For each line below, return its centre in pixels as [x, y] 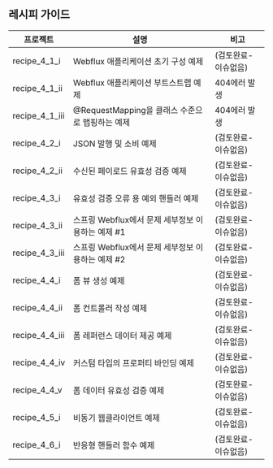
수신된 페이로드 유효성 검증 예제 [130, 171]
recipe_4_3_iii [39, 253]
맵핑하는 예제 [106, 122]
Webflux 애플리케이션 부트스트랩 [132, 82]
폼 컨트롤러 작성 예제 [110, 308]
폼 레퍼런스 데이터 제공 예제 [122, 336]
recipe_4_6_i [37, 444]
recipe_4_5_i [37, 417]
